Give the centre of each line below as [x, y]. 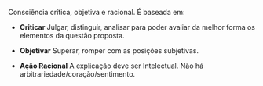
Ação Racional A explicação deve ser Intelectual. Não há [111, 66]
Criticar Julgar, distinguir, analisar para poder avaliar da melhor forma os [137, 27]
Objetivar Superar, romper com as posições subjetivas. [109, 50]
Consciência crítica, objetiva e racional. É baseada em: [97, 12]
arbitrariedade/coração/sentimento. [77, 74]
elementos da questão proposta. [72, 36]
